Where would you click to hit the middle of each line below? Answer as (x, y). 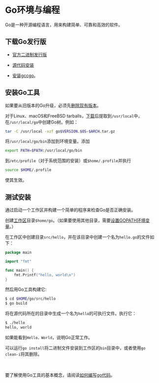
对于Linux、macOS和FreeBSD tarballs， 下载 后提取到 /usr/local (69, 116)
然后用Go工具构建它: (26, 289)
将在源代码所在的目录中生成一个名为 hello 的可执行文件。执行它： (71, 313)
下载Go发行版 (26, 42)
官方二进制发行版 (29, 54)
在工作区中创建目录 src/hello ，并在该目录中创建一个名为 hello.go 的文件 (78, 237)
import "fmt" (18, 261)
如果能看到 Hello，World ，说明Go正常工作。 (49, 337)
